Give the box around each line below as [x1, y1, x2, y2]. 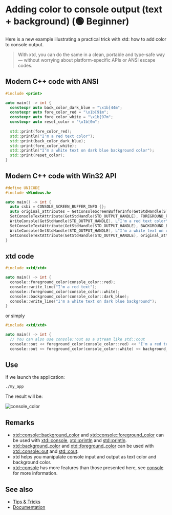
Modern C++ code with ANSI [5, 77, 99, 86]
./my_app [5, 384, 24, 389]
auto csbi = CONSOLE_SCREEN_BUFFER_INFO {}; [10, 204, 106, 209]
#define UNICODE [5, 185, 40, 191]
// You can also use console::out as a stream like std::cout [10, 337, 145, 342]
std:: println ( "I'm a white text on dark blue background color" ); [10, 148, 155, 153]
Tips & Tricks [12, 499, 41, 505]
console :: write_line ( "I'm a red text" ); [10, 284, 97, 289]
